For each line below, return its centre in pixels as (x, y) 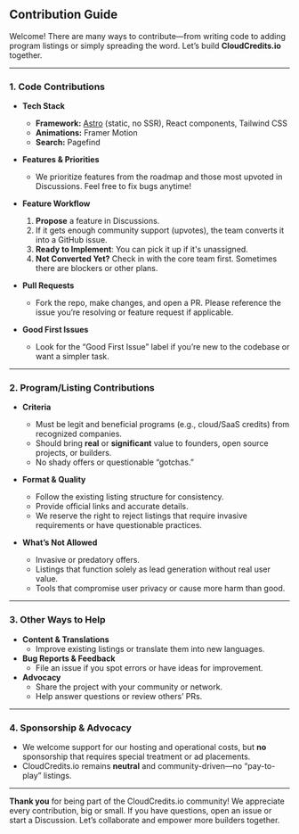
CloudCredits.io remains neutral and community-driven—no (132, 766)
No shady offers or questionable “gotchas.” (114, 462)
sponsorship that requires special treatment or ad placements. (136, 756)
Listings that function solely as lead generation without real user (153, 569)
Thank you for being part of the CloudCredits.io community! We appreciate (147, 801)
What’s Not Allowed (60, 542)
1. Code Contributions (57, 87)
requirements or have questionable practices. (119, 525)
